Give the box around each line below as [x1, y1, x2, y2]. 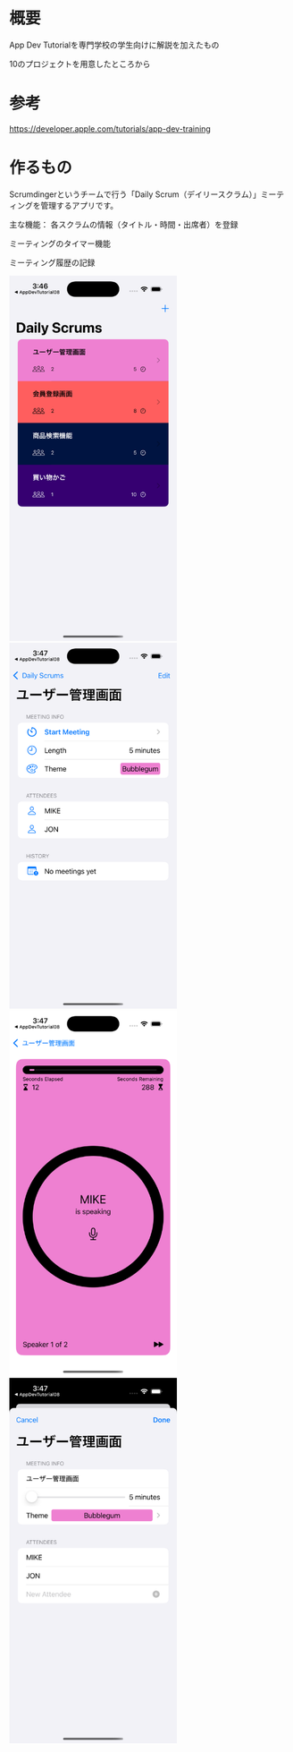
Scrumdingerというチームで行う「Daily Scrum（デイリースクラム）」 [9, 189, 261, 200]
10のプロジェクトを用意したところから [9, 58, 151, 69]
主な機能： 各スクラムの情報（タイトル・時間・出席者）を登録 [9, 218, 239, 229]
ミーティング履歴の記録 [9, 257, 96, 268]
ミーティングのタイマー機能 [9, 238, 112, 249]
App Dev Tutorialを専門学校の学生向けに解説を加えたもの [9, 39, 220, 50]
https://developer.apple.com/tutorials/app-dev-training [9, 123, 212, 134]
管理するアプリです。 [39, 200, 119, 210]
